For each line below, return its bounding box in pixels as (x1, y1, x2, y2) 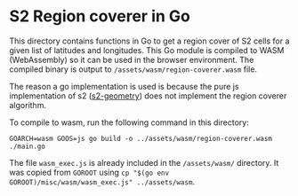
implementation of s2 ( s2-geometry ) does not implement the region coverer (9, 90, 287, 101)
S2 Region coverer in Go (9, 6, 191, 27)
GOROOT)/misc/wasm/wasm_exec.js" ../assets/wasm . (9, 176, 196, 187)
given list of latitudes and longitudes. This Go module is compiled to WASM (9, 44, 285, 55)
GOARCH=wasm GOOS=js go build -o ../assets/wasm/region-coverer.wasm (9, 134, 273, 143)
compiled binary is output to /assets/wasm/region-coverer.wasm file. (9, 64, 258, 74)
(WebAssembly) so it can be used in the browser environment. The (9, 54, 254, 65)
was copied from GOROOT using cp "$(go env (9, 167, 170, 177)
